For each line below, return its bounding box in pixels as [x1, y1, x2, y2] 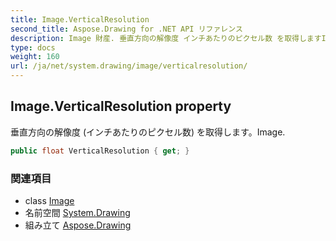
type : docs [10, 42, 56, 53]
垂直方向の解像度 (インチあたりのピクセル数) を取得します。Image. [10, 126, 286, 138]
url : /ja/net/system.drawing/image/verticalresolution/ [10, 61, 248, 71]
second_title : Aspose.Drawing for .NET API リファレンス [10, 24, 243, 34]
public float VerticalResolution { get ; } [10, 146, 190, 156]
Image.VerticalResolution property [10, 98, 232, 115]
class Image [24, 194, 75, 206]
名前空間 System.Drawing [24, 206, 131, 218]
